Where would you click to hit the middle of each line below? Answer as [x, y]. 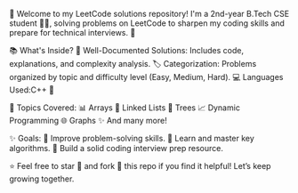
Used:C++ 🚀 [32, 90]
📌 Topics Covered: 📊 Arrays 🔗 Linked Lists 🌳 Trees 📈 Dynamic [125, 108]
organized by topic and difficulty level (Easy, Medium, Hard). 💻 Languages [146, 77]
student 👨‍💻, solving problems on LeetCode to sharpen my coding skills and [147, 23]
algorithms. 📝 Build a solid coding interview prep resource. [117, 148]
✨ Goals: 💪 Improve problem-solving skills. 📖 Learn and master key [132, 138]
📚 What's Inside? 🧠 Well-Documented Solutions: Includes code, [127, 50]
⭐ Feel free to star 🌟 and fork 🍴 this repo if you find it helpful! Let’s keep [140, 166]
